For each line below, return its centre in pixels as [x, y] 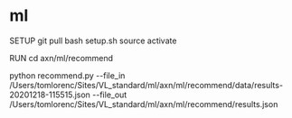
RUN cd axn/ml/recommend [61, 58]
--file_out [109, 95]
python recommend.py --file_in [67, 75]
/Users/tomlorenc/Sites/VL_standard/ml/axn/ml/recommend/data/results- [146, 85]
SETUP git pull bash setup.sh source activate [93, 41]
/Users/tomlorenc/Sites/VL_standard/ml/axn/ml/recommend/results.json [144, 104]
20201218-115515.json [50, 95]
